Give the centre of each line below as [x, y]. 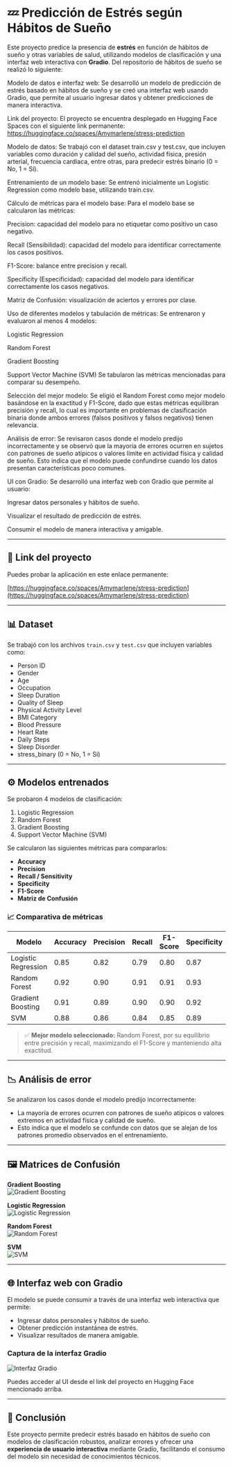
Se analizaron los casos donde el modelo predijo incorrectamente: [102, 1100]
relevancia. [23, 425]
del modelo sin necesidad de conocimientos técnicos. [84, 1456]
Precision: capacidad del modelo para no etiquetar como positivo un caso [113, 224]
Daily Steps [33, 739]
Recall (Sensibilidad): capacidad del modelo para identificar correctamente [114, 245]
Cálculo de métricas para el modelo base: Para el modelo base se [101, 203]
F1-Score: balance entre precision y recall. [68, 265]
